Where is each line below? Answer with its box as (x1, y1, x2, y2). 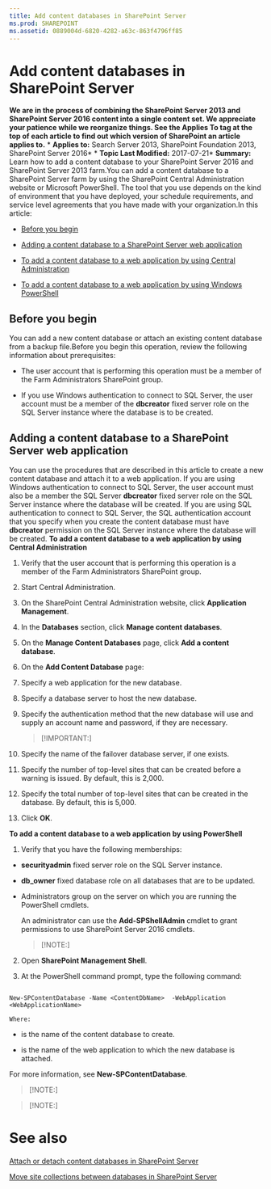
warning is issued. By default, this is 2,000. (20, 773, 165, 782)
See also (9, 1129, 68, 1148)
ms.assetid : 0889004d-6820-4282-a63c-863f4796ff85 (9, 27, 183, 35)
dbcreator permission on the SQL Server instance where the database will (9, 525, 256, 534)
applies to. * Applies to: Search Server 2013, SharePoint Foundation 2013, (9, 140, 256, 150)
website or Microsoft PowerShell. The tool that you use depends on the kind (9, 183, 261, 192)
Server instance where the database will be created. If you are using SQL (9, 499, 252, 509)
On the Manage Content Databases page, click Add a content (20, 638, 229, 647)
